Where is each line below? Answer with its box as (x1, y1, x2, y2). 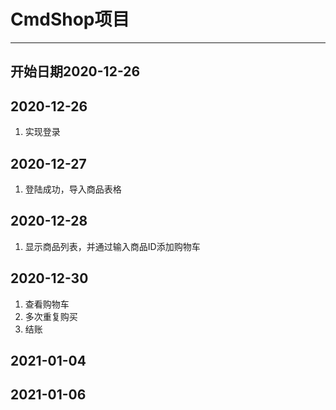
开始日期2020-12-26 (10, 63, 141, 80)
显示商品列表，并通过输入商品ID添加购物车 (24, 240, 201, 252)
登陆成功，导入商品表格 (24, 183, 122, 195)
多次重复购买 (24, 310, 78, 322)
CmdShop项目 (10, 8, 130, 31)
